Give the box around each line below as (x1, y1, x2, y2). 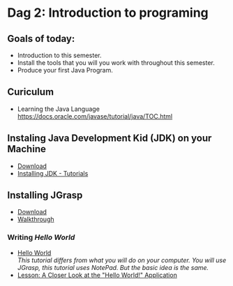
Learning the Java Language (17, 105, 100, 113)
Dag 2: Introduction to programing (7, 5, 209, 21)
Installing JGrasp (7, 190, 83, 202)
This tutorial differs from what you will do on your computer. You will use (17, 256, 227, 264)
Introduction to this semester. (17, 51, 103, 59)
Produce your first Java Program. (17, 66, 113, 74)
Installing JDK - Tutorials (17, 169, 89, 177)
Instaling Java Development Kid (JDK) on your (7, 133, 212, 144)
